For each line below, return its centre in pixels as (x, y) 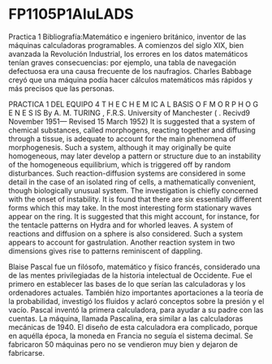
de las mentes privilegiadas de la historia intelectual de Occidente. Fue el (130, 275)
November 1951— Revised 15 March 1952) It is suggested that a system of (132, 121)
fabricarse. (27, 353)
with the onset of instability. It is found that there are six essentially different (135, 199)
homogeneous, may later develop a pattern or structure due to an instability (135, 156)
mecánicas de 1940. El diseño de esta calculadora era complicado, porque (133, 327)
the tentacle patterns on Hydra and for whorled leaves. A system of (121, 225)
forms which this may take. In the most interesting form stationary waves (130, 207)
